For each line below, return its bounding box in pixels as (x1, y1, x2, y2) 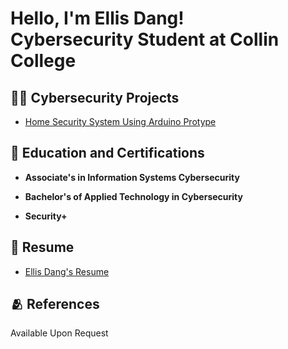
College (10, 50, 77, 72)
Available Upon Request (10, 327, 109, 339)
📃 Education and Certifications (10, 145, 205, 162)
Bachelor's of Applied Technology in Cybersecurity (24, 190, 243, 202)
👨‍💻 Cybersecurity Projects (10, 89, 180, 106)
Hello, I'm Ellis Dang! (10, 7, 185, 30)
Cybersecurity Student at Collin (10, 28, 280, 51)
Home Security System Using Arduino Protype (24, 116, 217, 127)
